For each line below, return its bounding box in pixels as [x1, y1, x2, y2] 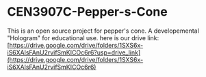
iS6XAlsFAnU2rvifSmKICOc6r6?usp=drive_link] [7, 48, 141, 57]
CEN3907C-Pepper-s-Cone [7, 4, 168, 20]
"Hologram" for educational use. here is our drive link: [7, 33, 159, 42]
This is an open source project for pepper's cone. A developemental [7, 27, 200, 35]
